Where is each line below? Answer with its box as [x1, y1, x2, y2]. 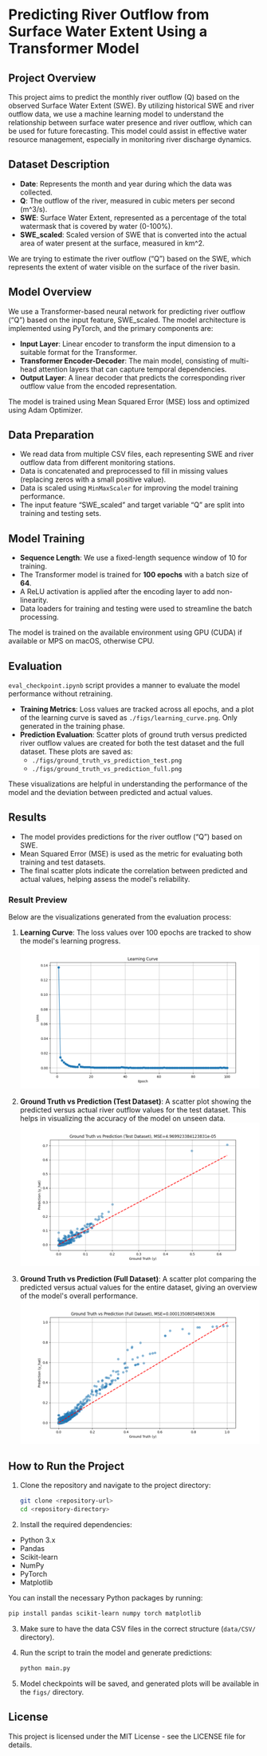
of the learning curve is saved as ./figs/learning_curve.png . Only [19, 713, 238, 722]
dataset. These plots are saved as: [19, 747, 133, 757]
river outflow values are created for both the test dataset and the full [19, 738, 245, 748]
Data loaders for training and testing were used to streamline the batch [19, 604, 253, 613]
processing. [19, 612, 60, 622]
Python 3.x [19, 1535, 56, 1545]
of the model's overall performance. [19, 1291, 138, 1301]
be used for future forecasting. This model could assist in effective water [8, 126, 247, 136]
